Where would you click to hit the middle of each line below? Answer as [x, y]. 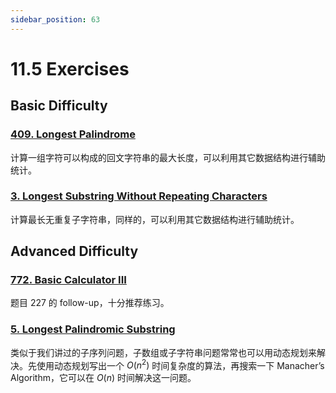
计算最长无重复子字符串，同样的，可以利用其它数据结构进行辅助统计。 [155, 219]
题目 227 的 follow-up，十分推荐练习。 [90, 303]
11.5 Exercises [70, 68]
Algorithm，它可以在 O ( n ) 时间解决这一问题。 [103, 378]
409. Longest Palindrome [73, 134]
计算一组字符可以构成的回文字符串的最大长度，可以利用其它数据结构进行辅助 [168, 157]
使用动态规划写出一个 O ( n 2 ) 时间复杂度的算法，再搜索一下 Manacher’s [180, 364]
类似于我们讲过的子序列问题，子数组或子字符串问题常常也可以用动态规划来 [163, 352]
